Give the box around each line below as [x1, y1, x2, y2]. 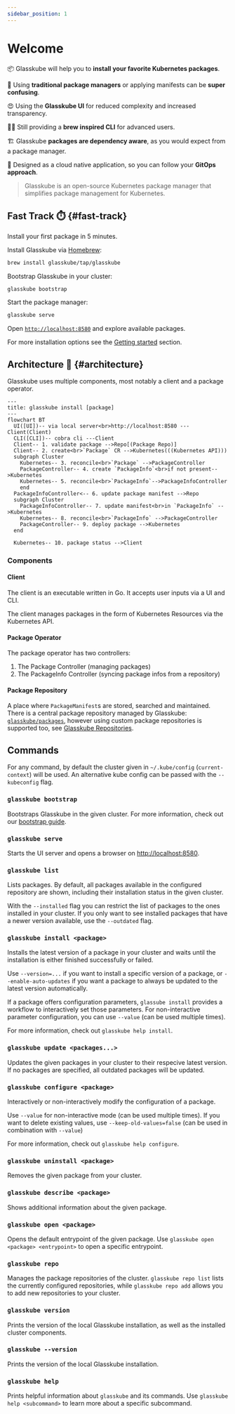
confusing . [7, 88, 40, 96]
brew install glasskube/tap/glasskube [7, 259, 121, 267]
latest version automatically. [7, 984, 88, 993]
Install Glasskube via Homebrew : [7, 246, 102, 254]
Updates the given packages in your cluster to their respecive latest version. [7, 1058, 228, 1066]
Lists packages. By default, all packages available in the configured [7, 881, 202, 889]
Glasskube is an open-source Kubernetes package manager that [24, 181, 212, 190]
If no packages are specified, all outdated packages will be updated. [7, 1066, 205, 1074]
